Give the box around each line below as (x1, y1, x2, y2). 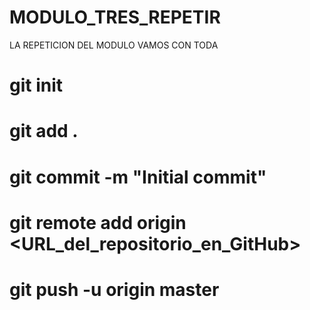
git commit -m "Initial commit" (9, 166, 267, 188)
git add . (9, 120, 79, 143)
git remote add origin (9, 211, 187, 234)
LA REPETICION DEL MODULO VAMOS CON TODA (9, 39, 219, 51)
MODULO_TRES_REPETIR (9, 6, 221, 29)
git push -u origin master (9, 278, 220, 301)
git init (9, 74, 64, 97)
